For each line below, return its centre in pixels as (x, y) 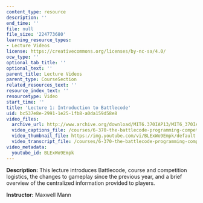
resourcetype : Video (32, 96)
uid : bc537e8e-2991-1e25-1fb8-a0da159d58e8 (62, 113)
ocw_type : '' (23, 57)
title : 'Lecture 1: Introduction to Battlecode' (69, 108)
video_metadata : (27, 147)
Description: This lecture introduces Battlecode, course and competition (97, 170)
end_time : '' (23, 23)
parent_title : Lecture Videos (44, 74)
